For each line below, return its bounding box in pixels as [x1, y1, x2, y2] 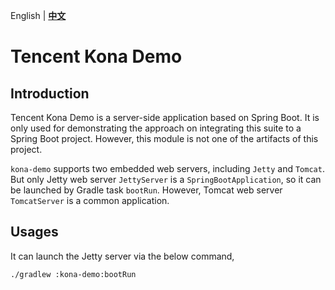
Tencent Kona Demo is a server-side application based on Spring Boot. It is [10, 112, 320, 123]
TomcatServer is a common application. [10, 195, 170, 206]
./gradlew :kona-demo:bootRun [10, 269, 137, 279]
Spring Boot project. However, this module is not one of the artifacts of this [10, 133, 319, 144]
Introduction [10, 85, 90, 102]
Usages [10, 224, 59, 241]
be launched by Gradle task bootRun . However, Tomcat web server [10, 184, 283, 196]
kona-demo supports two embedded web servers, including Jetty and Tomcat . [10, 163, 325, 174]
